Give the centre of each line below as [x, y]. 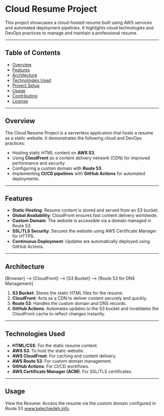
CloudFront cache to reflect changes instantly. [59, 314]
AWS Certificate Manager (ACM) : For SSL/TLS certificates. [72, 372]
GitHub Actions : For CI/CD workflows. [51, 366]
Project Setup [26, 85]
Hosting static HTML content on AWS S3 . [54, 153]
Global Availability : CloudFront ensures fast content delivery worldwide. [85, 216]
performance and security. [39, 163]
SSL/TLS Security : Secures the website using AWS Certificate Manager [84, 231]
